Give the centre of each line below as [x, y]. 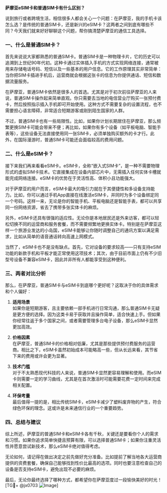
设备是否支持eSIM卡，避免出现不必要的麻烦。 [52, 469]
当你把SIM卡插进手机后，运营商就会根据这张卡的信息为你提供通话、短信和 [81, 75]
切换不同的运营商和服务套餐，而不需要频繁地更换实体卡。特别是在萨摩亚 [83, 224]
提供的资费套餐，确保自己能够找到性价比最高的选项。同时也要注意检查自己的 [83, 463]
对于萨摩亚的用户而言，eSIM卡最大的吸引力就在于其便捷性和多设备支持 [78, 189]
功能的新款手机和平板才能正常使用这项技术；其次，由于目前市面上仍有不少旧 [83, 253]
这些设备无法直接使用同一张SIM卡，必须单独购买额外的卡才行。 [85, 134]
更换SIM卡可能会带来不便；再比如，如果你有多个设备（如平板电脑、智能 [83, 127]
